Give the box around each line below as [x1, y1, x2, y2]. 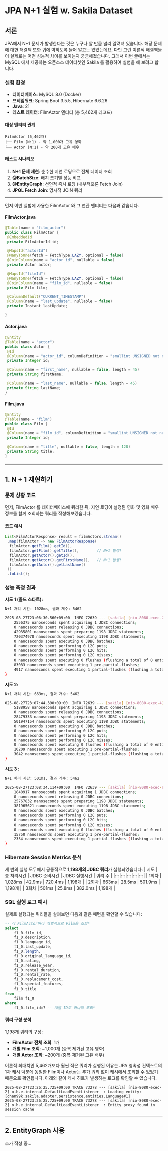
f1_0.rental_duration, [14, 967, 61, 973]
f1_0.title [14, 986, 37, 992]
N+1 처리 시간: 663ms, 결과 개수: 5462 [5, 691, 80, 696]
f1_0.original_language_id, [14, 953, 72, 958]
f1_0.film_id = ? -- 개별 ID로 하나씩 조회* [14, 1005, 95, 1010]
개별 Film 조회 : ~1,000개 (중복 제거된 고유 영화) [12, 1045, 105, 1051]
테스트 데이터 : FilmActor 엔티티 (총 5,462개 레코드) [12, 109, 112, 115]
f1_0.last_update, [14, 944, 52, 949]
